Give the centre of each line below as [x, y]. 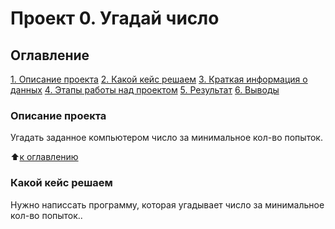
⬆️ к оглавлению [44, 157]
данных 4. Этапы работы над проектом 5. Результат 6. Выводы [145, 90]
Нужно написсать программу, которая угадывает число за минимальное [167, 204]
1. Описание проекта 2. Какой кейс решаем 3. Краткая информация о [159, 79]
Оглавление [50, 55]
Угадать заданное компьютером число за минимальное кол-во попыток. [166, 138]
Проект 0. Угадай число [115, 18]
